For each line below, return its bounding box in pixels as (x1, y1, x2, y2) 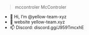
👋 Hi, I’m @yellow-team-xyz (9, 14, 67, 19)
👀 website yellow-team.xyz (9, 19, 65, 25)
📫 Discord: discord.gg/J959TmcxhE (9, 25, 84, 30)
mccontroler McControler (14, 4, 67, 10)
